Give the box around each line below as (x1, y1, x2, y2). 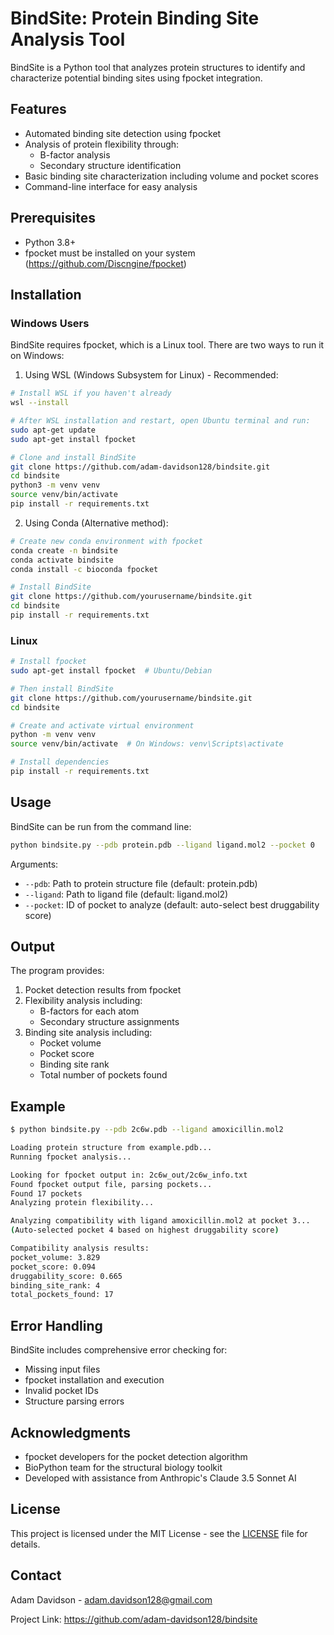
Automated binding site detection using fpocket (24, 127, 222, 139)
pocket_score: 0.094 (10, 1262, 97, 1272)
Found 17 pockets (10, 1188, 83, 1199)
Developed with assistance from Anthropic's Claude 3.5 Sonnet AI (24, 1472, 297, 1484)
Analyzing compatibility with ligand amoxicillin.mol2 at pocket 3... (10, 1216, 311, 1226)
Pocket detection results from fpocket (24, 984, 182, 996)
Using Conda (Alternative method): (24, 517, 169, 529)
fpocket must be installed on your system (24, 247, 196, 259)
